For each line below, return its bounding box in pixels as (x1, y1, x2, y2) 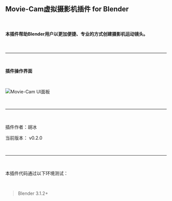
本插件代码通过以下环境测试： (5, 170, 68, 177)
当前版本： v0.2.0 (5, 135, 42, 141)
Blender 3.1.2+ (17, 190, 49, 196)
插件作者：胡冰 (5, 124, 37, 130)
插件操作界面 (5, 68, 32, 74)
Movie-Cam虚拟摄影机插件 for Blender (5, 5, 129, 14)
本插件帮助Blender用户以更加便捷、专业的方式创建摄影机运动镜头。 (5, 31, 148, 37)
